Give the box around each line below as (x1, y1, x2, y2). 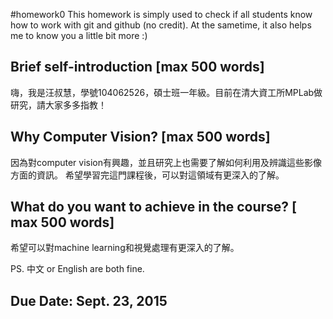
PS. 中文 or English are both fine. (10, 263, 145, 275)
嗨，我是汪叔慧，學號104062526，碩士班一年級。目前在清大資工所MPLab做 (10, 86, 323, 98)
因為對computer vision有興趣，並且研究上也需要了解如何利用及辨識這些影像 (10, 156, 323, 168)
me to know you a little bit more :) (10, 30, 148, 41)
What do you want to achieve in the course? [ (10, 199, 298, 216)
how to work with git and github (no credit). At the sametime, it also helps (10, 19, 312, 31)
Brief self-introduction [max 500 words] (10, 59, 265, 76)
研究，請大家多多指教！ (10, 99, 107, 111)
